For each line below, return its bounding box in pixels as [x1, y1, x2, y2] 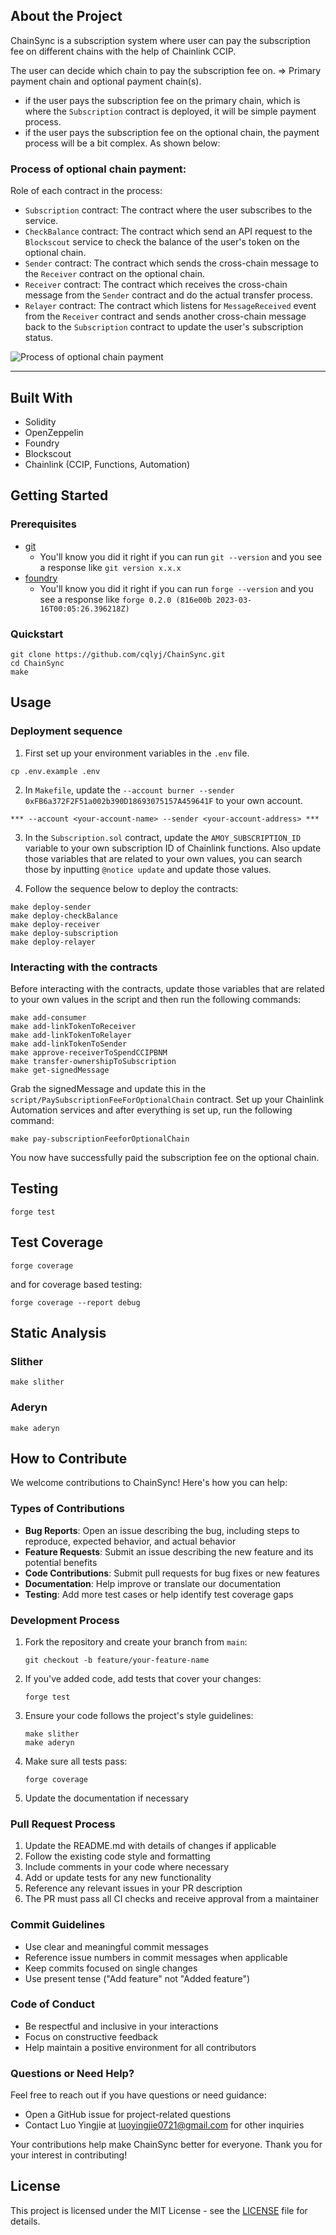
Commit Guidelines [10, 1918, 106, 1932]
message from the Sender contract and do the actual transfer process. [24, 289, 314, 301]
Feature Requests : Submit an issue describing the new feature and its [24, 1545, 314, 1558]
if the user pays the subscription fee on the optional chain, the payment [24, 126, 320, 138]
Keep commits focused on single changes [24, 1962, 198, 1974]
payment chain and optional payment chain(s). [10, 75, 202, 87]
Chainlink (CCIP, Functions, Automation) [24, 458, 191, 470]
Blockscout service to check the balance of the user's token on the [24, 236, 301, 248]
